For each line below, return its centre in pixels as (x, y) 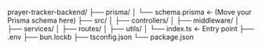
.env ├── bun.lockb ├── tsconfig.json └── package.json (100, 37)
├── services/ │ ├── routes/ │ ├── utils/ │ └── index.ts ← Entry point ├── (131, 29)
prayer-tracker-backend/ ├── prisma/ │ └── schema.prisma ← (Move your (129, 12)
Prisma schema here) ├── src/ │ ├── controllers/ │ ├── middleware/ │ (124, 20)
